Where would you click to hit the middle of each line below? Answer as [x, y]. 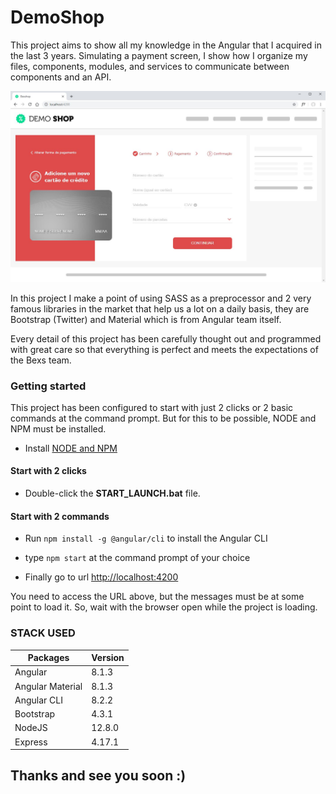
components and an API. [61, 77]
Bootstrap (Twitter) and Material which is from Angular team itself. [146, 319]
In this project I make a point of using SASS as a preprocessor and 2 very [161, 298]
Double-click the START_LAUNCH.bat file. [112, 493]
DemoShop [57, 17]
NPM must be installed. [58, 428]
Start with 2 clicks [48, 471]
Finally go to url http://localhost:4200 [101, 577]
